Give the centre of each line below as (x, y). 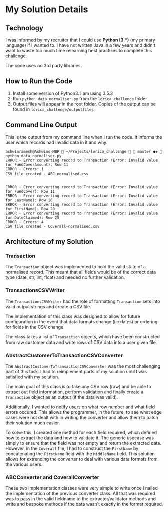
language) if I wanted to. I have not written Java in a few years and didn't (80, 45)
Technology (24, 28)
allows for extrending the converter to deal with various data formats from (81, 459)
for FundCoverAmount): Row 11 (37, 165)
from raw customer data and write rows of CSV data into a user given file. (81, 342)
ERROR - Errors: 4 (24, 222)
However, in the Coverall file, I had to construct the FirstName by (72, 448)
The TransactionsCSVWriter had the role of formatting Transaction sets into (83, 301)
